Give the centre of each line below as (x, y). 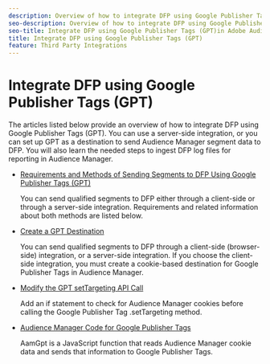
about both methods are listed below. (81, 216)
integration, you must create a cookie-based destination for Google (147, 264)
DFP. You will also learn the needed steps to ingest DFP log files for (120, 150)
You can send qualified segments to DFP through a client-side (123, 247)
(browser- (243, 247)
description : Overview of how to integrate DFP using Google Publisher (131, 16)
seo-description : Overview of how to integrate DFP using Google (120, 23)
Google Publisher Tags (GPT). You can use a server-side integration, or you (133, 133)
